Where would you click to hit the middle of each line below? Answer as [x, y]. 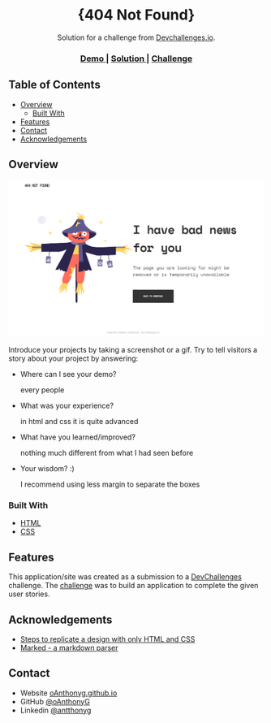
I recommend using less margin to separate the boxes [110, 484]
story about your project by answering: [73, 358]
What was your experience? [67, 406]
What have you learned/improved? [78, 437]
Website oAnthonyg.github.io [69, 693]
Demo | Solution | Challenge [136, 58]
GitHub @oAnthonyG [55, 701]
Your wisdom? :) [47, 469]
